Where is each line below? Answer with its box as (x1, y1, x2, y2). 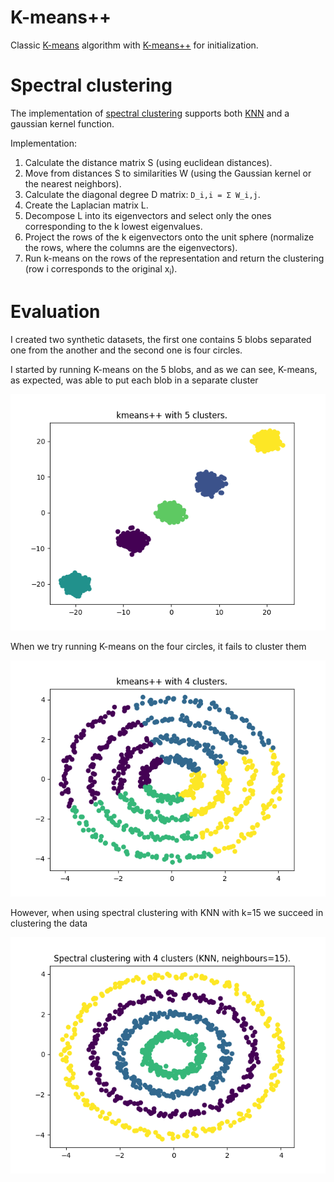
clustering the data (10, 917, 88, 929)
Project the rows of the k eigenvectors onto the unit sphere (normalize (24, 231, 315, 243)
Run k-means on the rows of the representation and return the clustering (24, 252, 325, 264)
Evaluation (10, 300, 101, 323)
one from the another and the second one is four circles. (10, 344, 243, 356)
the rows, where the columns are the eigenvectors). (24, 241, 238, 253)
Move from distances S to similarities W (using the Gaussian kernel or (24, 167, 312, 179)
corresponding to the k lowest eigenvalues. (24, 220, 203, 232)
